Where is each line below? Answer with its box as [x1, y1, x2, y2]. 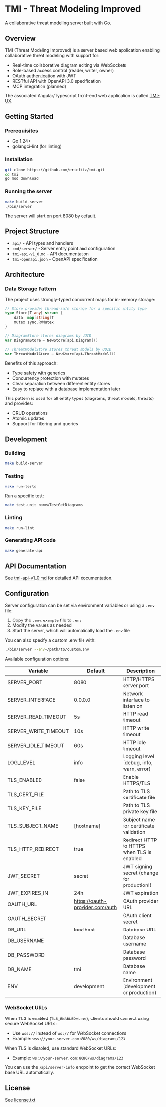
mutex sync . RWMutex [14, 320, 54, 325]
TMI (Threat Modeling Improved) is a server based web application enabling [5, 47, 160, 53]
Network [123, 690, 143, 697]
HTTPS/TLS [123, 780, 151, 787]
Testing [5, 473, 24, 480]
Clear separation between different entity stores [12, 380, 110, 386]
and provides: [5, 400, 33, 406]
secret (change [123, 869, 159, 876]
